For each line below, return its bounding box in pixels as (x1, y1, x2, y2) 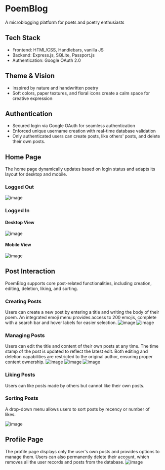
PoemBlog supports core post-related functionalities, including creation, (5, 280, 152, 286)
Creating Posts (5, 298, 42, 305)
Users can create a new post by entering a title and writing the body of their (5, 309, 160, 315)
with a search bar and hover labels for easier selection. (5, 320, 117, 326)
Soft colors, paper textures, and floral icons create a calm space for (12, 90, 150, 96)
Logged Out (5, 184, 34, 190)
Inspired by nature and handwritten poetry (12, 85, 99, 91)
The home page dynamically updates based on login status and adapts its (5, 166, 156, 172)
